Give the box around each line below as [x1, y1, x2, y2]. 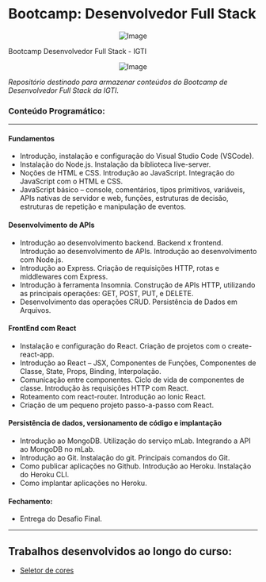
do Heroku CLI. [19, 470, 70, 480]
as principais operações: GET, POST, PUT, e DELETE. [19, 288, 194, 298]
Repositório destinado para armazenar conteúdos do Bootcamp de [8, 77, 228, 87]
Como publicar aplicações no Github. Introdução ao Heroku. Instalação [19, 461, 252, 471]
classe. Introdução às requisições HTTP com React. [19, 383, 189, 393]
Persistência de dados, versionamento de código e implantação [8, 418, 222, 428]
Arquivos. [19, 305, 51, 314]
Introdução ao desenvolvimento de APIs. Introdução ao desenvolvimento [19, 246, 257, 256]
